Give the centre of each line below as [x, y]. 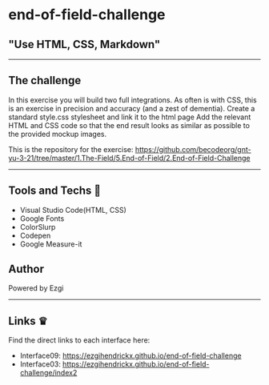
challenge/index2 [48, 373]
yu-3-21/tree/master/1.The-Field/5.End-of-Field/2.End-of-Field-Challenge [129, 158]
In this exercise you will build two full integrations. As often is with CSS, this [133, 100]
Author [26, 269]
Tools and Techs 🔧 [55, 191]
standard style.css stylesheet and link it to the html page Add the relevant [130, 117]
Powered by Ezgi [36, 288]
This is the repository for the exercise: [71, 149]
